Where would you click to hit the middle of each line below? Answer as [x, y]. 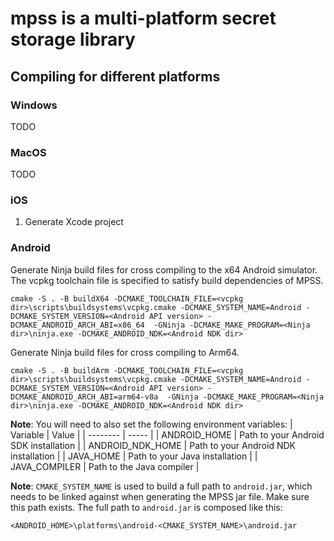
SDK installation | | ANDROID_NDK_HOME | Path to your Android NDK [153, 445]
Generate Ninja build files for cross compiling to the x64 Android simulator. [164, 269]
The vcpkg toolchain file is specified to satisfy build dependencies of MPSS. [167, 280]
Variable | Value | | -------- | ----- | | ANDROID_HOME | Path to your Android [167, 434]
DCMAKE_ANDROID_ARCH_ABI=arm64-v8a [84, 397]
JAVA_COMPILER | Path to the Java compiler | [105, 466]
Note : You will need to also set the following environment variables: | [151, 424]
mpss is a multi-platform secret [143, 18]
